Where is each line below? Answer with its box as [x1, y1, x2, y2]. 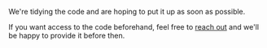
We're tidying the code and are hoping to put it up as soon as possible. [8, 7, 246, 16]
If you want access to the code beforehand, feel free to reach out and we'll [8, 22, 259, 31]
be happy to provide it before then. [8, 31, 125, 40]
